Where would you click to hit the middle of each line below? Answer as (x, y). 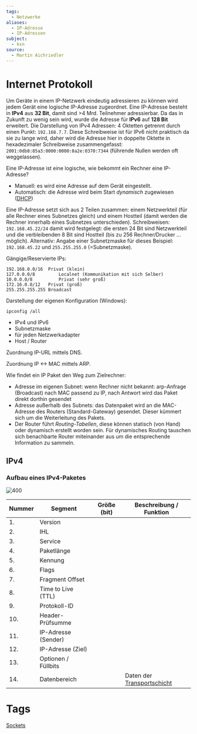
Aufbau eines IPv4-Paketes (46, 477)
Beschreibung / (157, 505)
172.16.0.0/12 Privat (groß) (44, 284)
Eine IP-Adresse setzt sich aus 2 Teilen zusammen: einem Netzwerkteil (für (97, 210)
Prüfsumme (55, 623)
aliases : (17, 22)
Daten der (139, 676)
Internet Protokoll (49, 84)
